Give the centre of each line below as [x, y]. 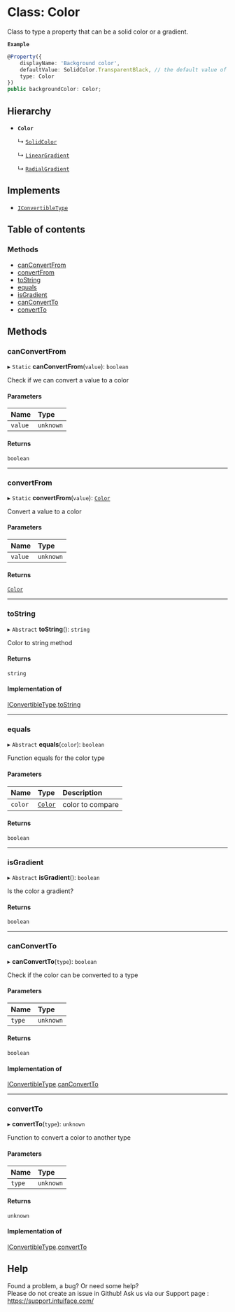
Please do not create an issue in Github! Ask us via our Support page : [108, 1293]
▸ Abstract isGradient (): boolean [54, 877]
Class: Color [44, 12]
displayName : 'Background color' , [70, 63]
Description [83, 792]
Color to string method [40, 642]
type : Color [37, 76]
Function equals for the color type [56, 758]
